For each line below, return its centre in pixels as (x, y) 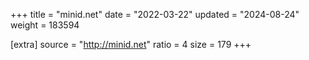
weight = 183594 (45, 25)
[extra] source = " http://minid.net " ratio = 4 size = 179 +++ (131, 44)
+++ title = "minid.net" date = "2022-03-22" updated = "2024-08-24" (155, 14)
